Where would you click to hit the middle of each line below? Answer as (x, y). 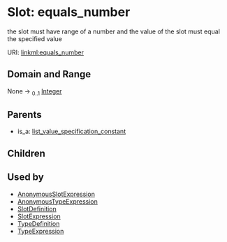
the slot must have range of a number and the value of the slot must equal (113, 31)
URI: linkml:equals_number (45, 52)
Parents (24, 115)
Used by (25, 177)
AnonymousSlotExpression (56, 194)
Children (26, 153)
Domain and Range (49, 74)
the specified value (35, 38)
